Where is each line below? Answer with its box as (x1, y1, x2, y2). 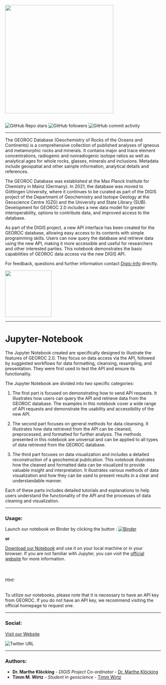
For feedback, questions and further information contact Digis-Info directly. (5, 261, 159, 266)
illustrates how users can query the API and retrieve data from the (12, 395, 147, 401)
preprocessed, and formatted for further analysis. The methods (12, 431, 142, 437)
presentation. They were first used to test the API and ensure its (5, 365, 135, 371)
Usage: (5, 514, 23, 521)
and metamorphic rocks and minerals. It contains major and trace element (5, 148, 156, 153)
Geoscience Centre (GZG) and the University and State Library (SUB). (5, 199, 147, 205)
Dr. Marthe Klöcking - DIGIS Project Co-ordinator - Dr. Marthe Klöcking (12, 669, 159, 675)
